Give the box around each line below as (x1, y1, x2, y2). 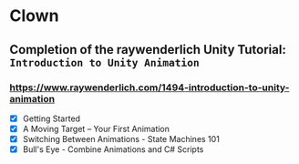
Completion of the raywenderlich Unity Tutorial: (9, 42, 287, 57)
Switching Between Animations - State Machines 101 (22, 134, 221, 144)
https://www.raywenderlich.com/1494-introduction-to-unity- (9, 81, 290, 94)
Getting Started (22, 113, 80, 124)
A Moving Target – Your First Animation (22, 123, 170, 134)
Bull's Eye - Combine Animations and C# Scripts (22, 144, 204, 155)
